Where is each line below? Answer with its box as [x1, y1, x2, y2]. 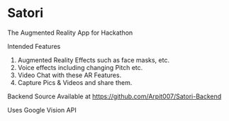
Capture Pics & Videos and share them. [17, 78, 133, 86]
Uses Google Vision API [7, 105, 77, 114]
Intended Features [7, 42, 61, 50]
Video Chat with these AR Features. [17, 71, 122, 79]
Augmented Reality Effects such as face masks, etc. [17, 55, 170, 64]
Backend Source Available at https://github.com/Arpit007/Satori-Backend [7, 92, 222, 100]
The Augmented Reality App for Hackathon [7, 28, 133, 37]
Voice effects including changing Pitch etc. [17, 63, 143, 71]
